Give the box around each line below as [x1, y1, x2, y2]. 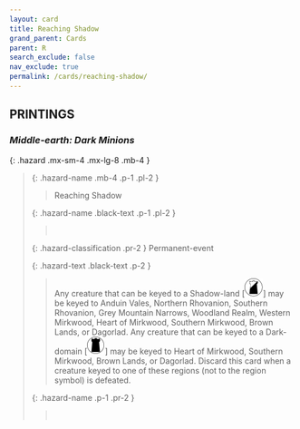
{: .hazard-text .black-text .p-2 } [31, 259, 151, 271]
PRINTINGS [9, 107, 75, 122]
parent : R [9, 44, 47, 53]
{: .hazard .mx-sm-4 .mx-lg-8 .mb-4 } [9, 154, 150, 165]
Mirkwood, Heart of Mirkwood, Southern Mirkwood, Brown [53, 317, 274, 327]
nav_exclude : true [9, 63, 79, 72]
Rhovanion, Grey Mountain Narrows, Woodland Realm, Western [53, 307, 291, 317]
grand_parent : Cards [9, 34, 88, 43]
